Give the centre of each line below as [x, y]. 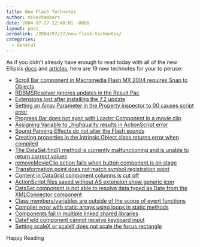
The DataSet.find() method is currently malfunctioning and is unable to [102, 150]
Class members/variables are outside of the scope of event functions [100, 200]
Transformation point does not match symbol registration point [92, 169]
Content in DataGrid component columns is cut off [77, 175]
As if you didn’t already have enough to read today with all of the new [92, 62]
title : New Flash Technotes [41, 12]
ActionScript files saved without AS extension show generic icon [95, 182]
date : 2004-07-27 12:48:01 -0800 [48, 23]
